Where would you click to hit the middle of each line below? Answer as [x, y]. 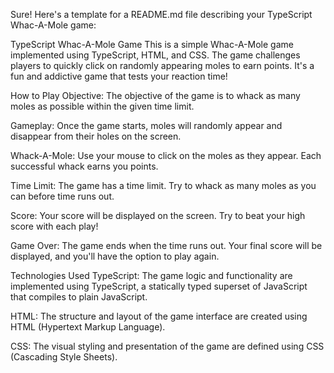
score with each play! [54, 226]
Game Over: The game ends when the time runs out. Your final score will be [166, 245]
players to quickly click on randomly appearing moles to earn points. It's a [162, 65]
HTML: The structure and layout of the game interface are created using [159, 316]
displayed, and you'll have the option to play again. [115, 256]
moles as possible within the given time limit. [102, 106]
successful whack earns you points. [84, 166]
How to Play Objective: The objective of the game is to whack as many [155, 95]
